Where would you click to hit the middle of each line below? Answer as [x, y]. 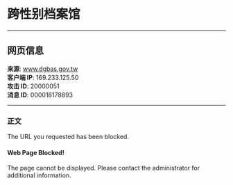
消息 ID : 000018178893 [40, 95]
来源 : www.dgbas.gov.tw [43, 69]
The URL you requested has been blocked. [68, 137]
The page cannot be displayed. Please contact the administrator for [104, 168]
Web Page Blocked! [36, 152]
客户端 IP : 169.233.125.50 [43, 77]
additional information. [39, 175]
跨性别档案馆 [44, 14]
